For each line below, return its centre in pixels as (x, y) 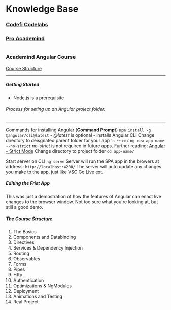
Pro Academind (25, 39)
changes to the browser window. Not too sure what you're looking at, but (82, 202)
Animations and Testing (38, 296)
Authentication (28, 280)
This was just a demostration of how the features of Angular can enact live (84, 196)
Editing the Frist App (28, 183)
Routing (21, 253)
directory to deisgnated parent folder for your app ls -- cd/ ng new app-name (85, 140)
